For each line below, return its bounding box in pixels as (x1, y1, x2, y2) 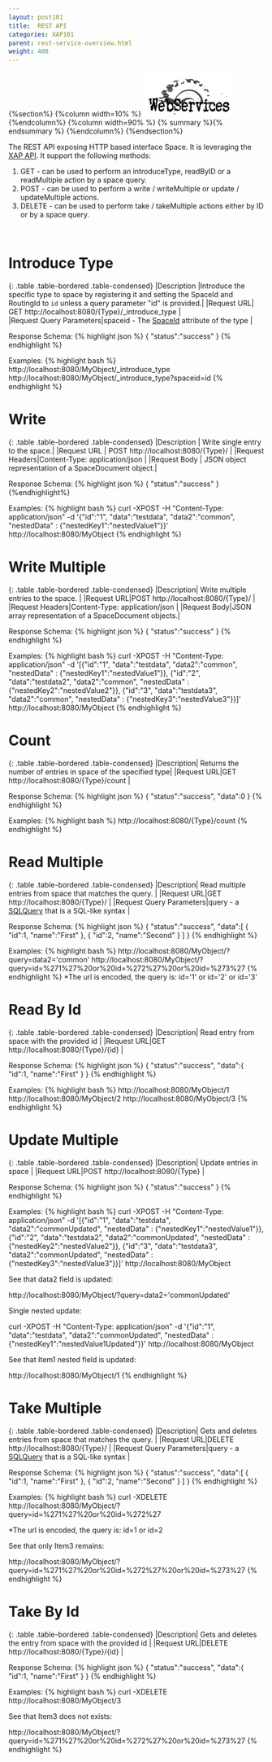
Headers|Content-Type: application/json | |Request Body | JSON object (8, 454, 247, 464)
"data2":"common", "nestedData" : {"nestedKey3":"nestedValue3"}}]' (8, 694, 241, 703)
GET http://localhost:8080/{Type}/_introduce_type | (8, 307, 181, 317)
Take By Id (8, 1602, 80, 1620)
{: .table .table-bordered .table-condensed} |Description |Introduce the (8, 281, 245, 291)
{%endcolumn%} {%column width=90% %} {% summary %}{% (8, 118, 223, 128)
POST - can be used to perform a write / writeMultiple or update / (19, 184, 240, 194)
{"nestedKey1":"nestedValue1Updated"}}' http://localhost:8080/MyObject (8, 1339, 254, 1348)
